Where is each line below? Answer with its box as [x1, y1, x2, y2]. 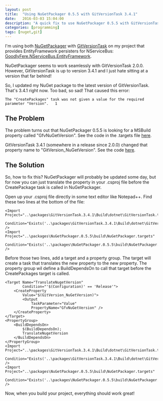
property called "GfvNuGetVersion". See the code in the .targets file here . [5, 132, 152, 138]
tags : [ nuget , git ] [5, 30, 42, 34]
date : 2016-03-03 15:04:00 [5, 16, 64, 21]
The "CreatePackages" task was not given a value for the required [5, 97, 145, 102]
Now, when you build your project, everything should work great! [5, 390, 135, 396]
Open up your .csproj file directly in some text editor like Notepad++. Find [5, 194, 152, 200]
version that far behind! [5, 73, 52, 79]
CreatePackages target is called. [5, 270, 70, 276]
